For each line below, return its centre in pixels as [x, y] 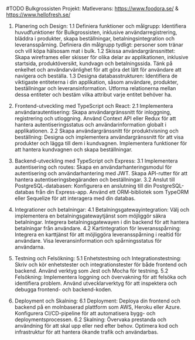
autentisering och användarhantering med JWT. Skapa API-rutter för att [101, 173]
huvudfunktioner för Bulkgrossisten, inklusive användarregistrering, [96, 32]
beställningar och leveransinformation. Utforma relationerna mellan [95, 88]
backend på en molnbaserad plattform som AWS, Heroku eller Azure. [98, 307]
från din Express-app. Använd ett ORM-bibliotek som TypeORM [112, 192]
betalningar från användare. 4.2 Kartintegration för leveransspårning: [98, 228]
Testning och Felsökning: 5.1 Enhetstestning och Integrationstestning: [98, 258]
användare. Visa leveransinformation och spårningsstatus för [88, 241]
